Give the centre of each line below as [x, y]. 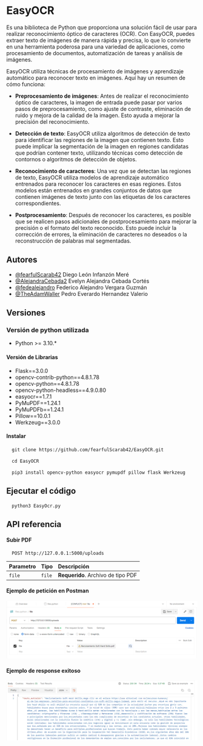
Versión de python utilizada [48, 330]
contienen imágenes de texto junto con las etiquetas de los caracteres [103, 197]
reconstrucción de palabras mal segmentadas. [73, 241]
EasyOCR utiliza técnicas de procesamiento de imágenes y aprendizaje [95, 71]
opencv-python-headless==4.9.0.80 [61, 390]
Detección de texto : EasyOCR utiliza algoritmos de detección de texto [103, 133]
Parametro [22, 566]
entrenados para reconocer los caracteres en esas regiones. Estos [98, 184]
